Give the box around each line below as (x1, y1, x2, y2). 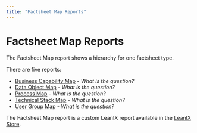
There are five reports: (6, 66, 61, 73)
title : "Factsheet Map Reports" (6, 8, 86, 15)
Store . (6, 120, 21, 128)
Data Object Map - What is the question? (14, 83, 115, 91)
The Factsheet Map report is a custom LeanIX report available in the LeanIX (6, 114, 192, 121)
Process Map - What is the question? (14, 90, 106, 97)
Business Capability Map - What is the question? (14, 77, 135, 84)
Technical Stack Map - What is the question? (14, 96, 125, 103)
